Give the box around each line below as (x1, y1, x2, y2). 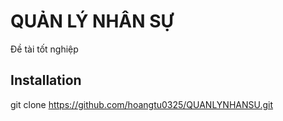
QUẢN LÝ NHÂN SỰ (10, 10, 174, 33)
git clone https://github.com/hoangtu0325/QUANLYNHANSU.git (10, 98, 274, 110)
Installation (10, 72, 82, 89)
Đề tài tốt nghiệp (10, 43, 79, 55)
